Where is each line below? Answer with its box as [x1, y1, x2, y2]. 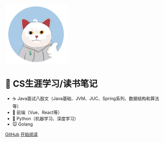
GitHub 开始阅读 [5, 131, 38, 137]
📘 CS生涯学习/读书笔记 [5, 78, 98, 90]
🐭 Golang [12, 121, 33, 127]
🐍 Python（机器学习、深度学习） [12, 115, 79, 121]
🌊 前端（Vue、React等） [12, 109, 63, 115]
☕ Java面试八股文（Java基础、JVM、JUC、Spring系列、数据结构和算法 [12, 95, 160, 101]
